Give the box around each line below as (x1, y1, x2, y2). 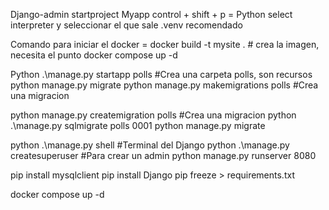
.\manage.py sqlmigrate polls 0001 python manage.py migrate (10, 120, 266, 131)
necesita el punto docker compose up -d (10, 49, 178, 61)
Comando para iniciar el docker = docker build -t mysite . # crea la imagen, (10, 39, 320, 50)
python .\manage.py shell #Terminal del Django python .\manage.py (10, 139, 290, 151)
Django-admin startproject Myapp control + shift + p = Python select (10, 9, 293, 20)
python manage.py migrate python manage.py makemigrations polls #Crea (10, 79, 319, 91)
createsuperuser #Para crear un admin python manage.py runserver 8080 (10, 150, 317, 161)
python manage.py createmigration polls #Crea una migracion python (10, 109, 297, 121)
